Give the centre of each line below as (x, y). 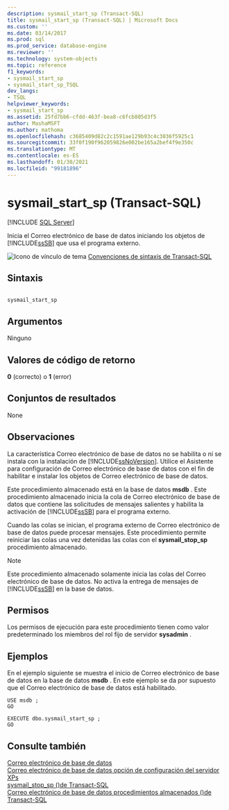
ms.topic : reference (37, 65)
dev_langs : (23, 91)
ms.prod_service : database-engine (57, 46)
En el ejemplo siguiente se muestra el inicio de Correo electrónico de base (113, 673)
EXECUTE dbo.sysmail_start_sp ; (54, 719)
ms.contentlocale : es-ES (43, 156)
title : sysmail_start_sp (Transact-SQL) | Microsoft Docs (93, 20)
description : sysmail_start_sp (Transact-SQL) (76, 14)
